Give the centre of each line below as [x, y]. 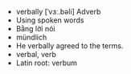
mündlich [31, 37]
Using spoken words [50, 20]
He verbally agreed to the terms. [70, 46]
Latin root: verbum [47, 63]
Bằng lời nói [35, 29]
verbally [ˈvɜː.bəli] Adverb [58, 12]
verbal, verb [36, 54]
